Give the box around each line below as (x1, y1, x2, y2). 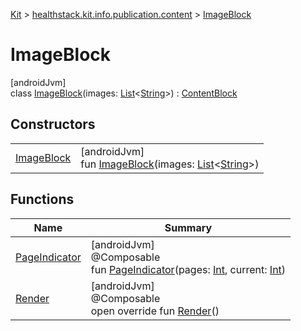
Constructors (10, 116, 96, 133)
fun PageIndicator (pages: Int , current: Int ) (90, 262, 287, 276)
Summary (164, 220, 213, 234)
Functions (10, 191, 75, 208)
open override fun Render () (90, 304, 220, 318)
